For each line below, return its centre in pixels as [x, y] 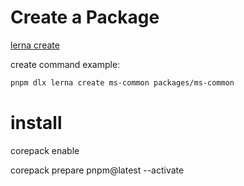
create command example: [65, 64]
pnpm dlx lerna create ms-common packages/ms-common [122, 82]
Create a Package [85, 17]
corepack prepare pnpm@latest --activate [97, 170]
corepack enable [45, 150]
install [36, 123]
